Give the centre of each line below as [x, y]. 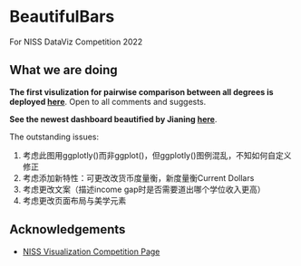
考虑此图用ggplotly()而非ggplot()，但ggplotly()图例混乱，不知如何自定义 [157, 155]
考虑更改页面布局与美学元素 [74, 200]
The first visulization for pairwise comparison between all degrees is [141, 91]
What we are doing [63, 70]
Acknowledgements [68, 229]
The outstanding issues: [54, 137]
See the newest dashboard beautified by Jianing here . [113, 119]
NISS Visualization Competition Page [91, 252]
